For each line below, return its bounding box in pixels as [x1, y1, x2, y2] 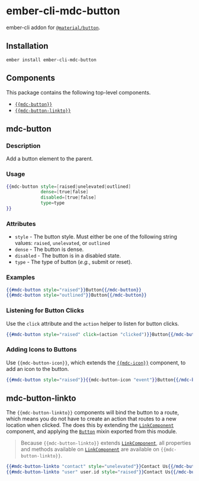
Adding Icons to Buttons [6, 345, 77, 354]
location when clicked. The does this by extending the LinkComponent [6, 422, 174, 429]
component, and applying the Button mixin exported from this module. [6, 428, 178, 435]
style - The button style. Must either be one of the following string [14, 233, 178, 240]
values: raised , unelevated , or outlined [14, 240, 111, 247]
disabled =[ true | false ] [40, 194, 97, 200]
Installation [6, 41, 49, 51]
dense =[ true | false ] [40, 189, 89, 195]
